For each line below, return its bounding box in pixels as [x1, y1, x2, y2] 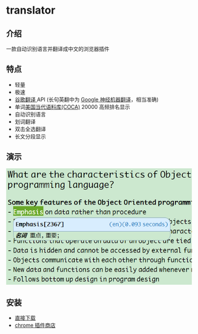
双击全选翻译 [14, 125, 46, 132]
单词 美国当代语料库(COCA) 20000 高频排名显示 [14, 103, 131, 110]
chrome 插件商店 [14, 322, 56, 329]
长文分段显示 [14, 132, 46, 140]
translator [6, 4, 56, 17]
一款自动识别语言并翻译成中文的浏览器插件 [6, 46, 110, 52]
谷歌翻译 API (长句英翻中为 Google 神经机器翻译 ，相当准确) [14, 96, 159, 103]
